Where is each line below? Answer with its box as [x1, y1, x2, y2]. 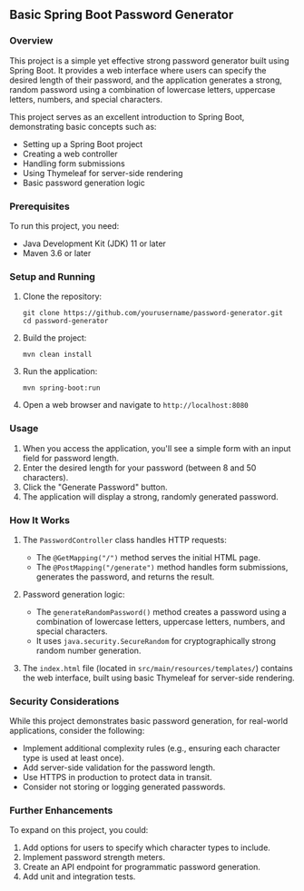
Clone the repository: [22, 291, 103, 302]
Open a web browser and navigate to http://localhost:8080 [22, 400, 250, 411]
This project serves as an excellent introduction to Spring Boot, [9, 111, 245, 122]
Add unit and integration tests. [22, 871, 136, 882]
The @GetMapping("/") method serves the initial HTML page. [35, 551, 261, 562]
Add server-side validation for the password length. [22, 762, 216, 773]
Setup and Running [9, 270, 95, 282]
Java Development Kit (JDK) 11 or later [22, 238, 166, 249]
